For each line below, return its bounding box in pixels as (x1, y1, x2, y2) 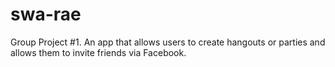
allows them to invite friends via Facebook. (10, 46, 187, 58)
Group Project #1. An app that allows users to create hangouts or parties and (10, 36, 326, 48)
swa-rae (10, 3, 82, 26)
